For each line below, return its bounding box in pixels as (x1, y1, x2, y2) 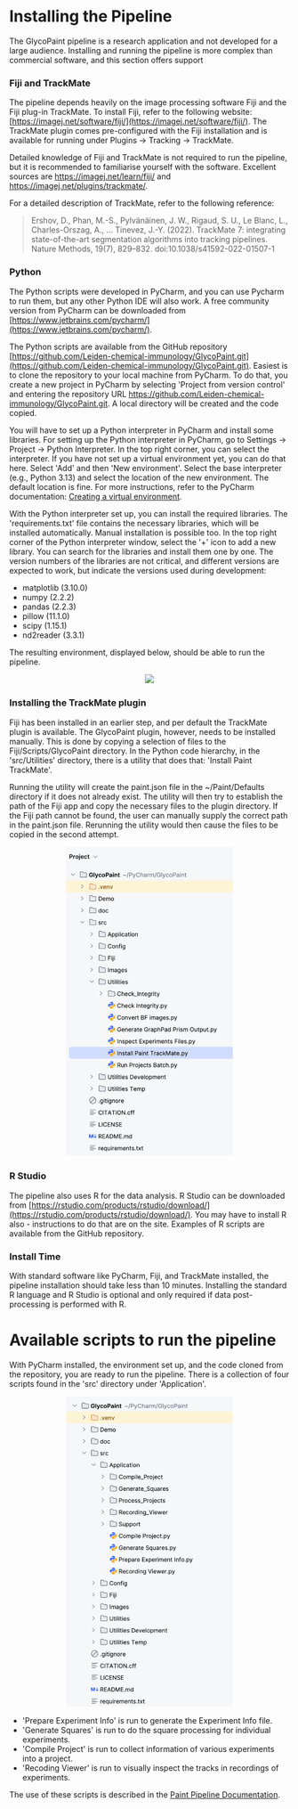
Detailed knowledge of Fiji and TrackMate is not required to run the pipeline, (9, 152, 287, 163)
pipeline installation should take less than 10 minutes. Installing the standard (9, 1280, 287, 1291)
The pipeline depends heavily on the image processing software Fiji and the (9, 97, 287, 108)
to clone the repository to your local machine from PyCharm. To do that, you (9, 370, 288, 380)
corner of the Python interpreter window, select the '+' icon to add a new (9, 536, 277, 547)
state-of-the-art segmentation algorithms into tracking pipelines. (30, 234, 269, 245)
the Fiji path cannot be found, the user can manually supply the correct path (9, 810, 288, 820)
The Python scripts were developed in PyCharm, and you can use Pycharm (9, 286, 285, 297)
